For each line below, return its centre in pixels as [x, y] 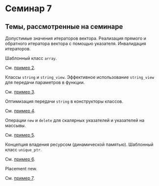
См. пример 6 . [20, 159]
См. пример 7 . [20, 178]
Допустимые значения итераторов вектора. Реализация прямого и [76, 38]
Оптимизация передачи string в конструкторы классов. [64, 101]
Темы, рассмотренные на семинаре [64, 27]
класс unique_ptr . [24, 150]
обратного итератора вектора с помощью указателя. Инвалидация [76, 44]
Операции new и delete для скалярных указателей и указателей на [75, 120]
